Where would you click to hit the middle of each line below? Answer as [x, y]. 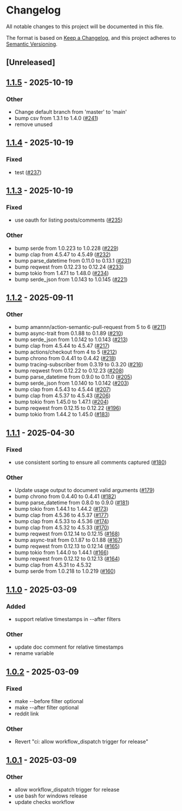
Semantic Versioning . [32, 44]
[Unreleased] [31, 62]
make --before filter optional [49, 701]
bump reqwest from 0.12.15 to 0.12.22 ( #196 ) [68, 408]
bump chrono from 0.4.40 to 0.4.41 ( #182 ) [65, 497]
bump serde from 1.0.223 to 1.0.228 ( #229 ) [67, 248]
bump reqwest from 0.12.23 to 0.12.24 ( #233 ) [69, 267]
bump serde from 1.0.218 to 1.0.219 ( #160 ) [65, 571]
